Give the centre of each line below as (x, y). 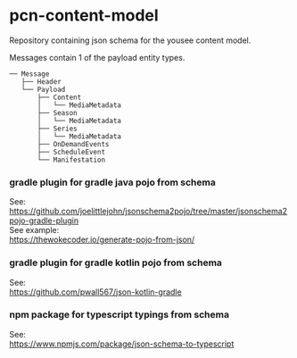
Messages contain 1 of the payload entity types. (97, 57)
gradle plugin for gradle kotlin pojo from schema (116, 262)
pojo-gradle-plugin (44, 221)
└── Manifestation (71, 160)
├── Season (57, 112)
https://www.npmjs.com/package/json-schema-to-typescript (122, 344)
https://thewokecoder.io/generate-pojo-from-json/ (102, 240)
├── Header (41, 81)
